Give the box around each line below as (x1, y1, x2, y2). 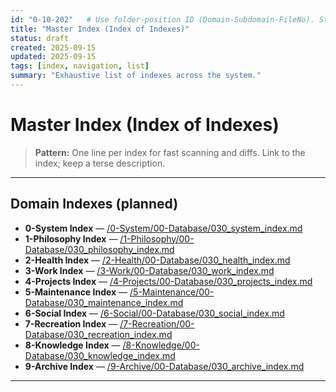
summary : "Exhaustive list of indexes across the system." (10, 71, 262, 81)
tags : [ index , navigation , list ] (10, 61, 150, 71)
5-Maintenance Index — (24, 286, 128, 298)
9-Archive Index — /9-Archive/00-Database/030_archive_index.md (24, 360, 305, 372)
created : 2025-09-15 (10, 42, 97, 53)
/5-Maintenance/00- (129, 286, 215, 298)
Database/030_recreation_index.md (24, 328, 173, 340)
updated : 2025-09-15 (10, 52, 97, 62)
